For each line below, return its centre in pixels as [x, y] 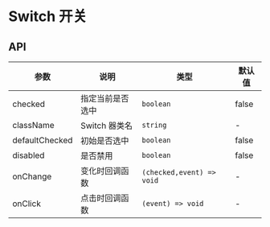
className [33, 125]
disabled [29, 155]
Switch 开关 [48, 17]
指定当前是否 [104, 99]
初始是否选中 [104, 140]
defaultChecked [43, 140]
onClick [27, 204]
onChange [32, 176]
